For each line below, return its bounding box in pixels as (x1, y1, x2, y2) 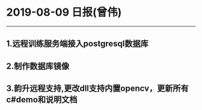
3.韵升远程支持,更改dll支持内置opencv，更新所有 (6, 84, 189, 94)
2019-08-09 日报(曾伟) (6, 5, 122, 19)
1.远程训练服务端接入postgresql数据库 (6, 38, 148, 49)
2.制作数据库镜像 (6, 61, 70, 71)
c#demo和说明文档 (6, 94, 78, 105)
